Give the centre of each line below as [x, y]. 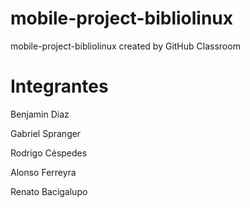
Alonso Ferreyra [43, 172]
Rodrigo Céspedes [49, 153]
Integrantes [59, 86]
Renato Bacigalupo [49, 191]
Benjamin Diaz [40, 114]
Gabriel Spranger [46, 133]
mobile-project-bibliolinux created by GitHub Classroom [125, 46]
